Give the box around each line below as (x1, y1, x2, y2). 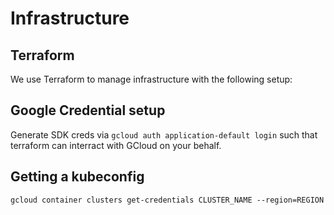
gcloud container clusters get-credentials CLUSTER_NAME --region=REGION (10, 195, 325, 205)
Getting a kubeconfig (10, 168, 145, 186)
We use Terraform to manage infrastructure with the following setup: (10, 73, 293, 85)
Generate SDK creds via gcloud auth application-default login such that (10, 128, 318, 141)
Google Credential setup (10, 102, 166, 119)
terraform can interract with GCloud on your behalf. (10, 139, 222, 151)
